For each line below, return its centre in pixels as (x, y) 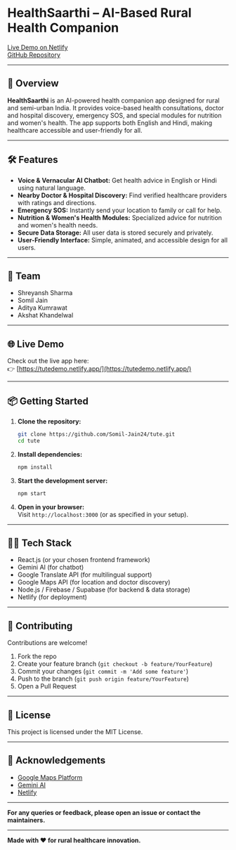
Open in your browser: (51, 506)
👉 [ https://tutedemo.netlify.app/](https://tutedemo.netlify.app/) (99, 369)
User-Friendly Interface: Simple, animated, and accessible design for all (123, 240)
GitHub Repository (34, 55)
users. (27, 247)
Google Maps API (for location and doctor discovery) (94, 582)
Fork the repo (37, 656)
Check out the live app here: (48, 361)
